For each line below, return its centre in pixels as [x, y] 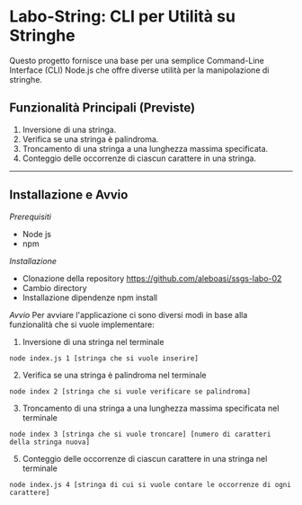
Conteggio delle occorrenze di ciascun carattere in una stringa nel [145, 458]
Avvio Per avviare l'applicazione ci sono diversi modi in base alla [129, 315]
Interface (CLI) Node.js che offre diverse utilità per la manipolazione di [139, 70]
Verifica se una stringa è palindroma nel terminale [114, 375]
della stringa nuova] [50, 442]
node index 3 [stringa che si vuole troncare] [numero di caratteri [140, 434]
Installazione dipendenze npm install [90, 297]
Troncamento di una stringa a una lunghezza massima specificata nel [151, 408]
